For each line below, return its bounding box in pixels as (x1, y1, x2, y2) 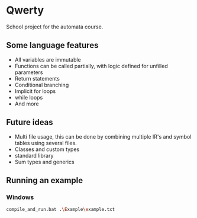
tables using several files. (14, 139, 77, 146)
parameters (14, 69, 43, 76)
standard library (14, 152, 54, 159)
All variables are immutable (14, 56, 81, 63)
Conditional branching (14, 81, 69, 88)
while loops (14, 94, 43, 101)
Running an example (6, 175, 83, 185)
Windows (6, 193, 34, 201)
